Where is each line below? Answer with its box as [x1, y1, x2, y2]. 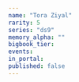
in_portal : [8, 55, 44, 63]
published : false [8, 62, 66, 70]
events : [8, 48, 34, 55]
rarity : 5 [8, 19, 41, 27]
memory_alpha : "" [8, 33, 66, 41]
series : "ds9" [8, 26, 55, 34]
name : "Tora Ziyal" [8, 11, 73, 20]
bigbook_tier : [8, 41, 55, 48]
